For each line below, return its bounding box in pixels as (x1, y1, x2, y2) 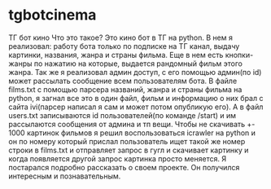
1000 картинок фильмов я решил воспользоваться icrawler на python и (8, 128, 256, 138)
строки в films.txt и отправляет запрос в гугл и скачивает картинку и (8, 145, 249, 155)
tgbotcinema (8, 6, 97, 24)
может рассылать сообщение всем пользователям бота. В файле (8, 76, 238, 86)
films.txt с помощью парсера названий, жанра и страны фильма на (8, 84, 243, 94)
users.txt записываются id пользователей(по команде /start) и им (8, 110, 237, 120)
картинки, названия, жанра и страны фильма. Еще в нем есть (8, 50, 224, 59)
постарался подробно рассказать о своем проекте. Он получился (8, 162, 240, 172)
